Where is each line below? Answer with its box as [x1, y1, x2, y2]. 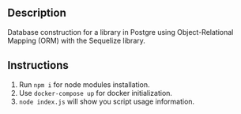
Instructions [7, 59, 69, 72]
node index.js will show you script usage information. [18, 97, 195, 106]
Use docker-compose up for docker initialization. [18, 88, 173, 97]
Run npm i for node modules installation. [18, 79, 151, 89]
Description [7, 6, 66, 20]
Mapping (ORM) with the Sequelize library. [7, 36, 145, 45]
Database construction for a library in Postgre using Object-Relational [7, 27, 234, 36]
